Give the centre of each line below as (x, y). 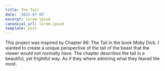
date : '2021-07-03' (26, 14)
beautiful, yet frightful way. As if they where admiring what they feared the (82, 58)
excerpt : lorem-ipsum (28, 19)
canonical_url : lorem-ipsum (35, 24)
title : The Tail (22, 10)
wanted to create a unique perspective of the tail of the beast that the (77, 48)
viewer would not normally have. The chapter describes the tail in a (75, 53)
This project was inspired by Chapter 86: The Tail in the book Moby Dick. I (82, 42)
